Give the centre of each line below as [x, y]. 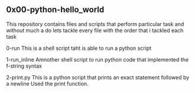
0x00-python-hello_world [55, 10]
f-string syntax [24, 66]
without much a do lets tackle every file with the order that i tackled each [95, 30]
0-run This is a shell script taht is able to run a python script [79, 48]
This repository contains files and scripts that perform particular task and [95, 24]
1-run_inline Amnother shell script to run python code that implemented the [97, 59]
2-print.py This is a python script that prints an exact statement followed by [98, 77]
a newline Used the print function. [47, 84]
